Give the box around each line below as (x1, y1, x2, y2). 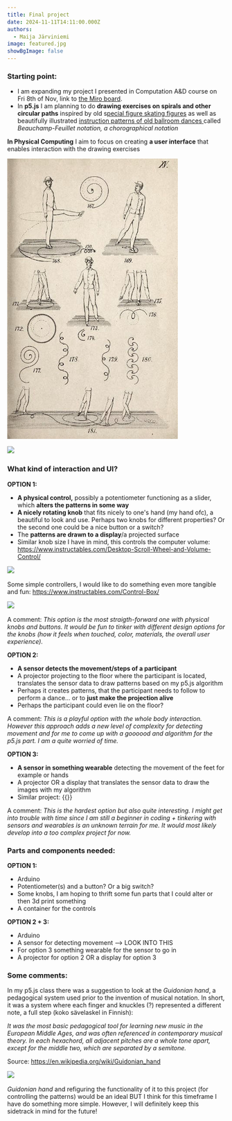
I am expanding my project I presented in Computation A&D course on (17, 87, 217, 96)
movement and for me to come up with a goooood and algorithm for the (7, 729, 213, 738)
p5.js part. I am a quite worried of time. (7, 736, 119, 745)
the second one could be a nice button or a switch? (17, 523, 164, 531)
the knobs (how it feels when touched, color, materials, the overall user (7, 629, 210, 638)
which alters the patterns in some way (17, 501, 130, 509)
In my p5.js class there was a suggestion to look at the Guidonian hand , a (7, 987, 216, 995)
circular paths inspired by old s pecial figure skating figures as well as (17, 110, 217, 118)
